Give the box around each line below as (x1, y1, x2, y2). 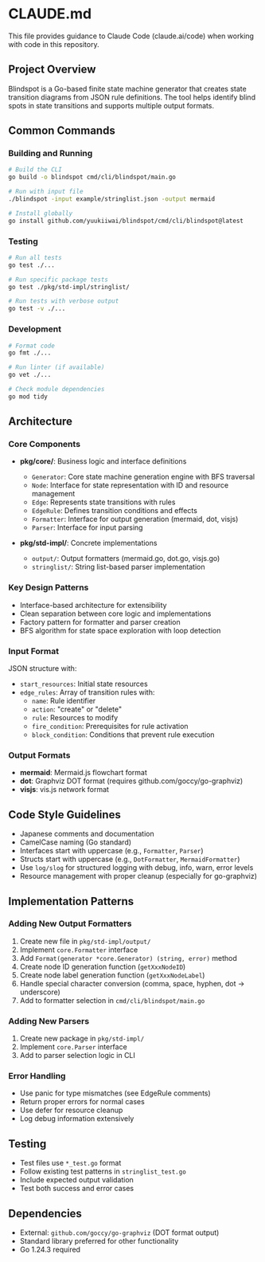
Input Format (8, 645, 60, 656)
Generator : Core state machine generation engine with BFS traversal (31, 472, 255, 482)
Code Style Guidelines (8, 808, 121, 821)
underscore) (19, 987, 61, 997)
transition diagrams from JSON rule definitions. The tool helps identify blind (8, 92, 256, 102)
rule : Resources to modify (31, 713, 119, 723)
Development (8, 323, 62, 335)
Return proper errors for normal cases (19, 1097, 145, 1107)
